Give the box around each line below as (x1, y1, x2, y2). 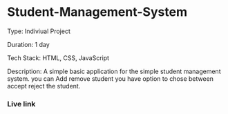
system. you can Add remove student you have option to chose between (7, 74, 214, 83)
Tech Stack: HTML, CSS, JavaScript (7, 53, 109, 62)
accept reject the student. (7, 82, 81, 90)
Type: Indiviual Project (7, 27, 70, 35)
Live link (7, 99, 36, 108)
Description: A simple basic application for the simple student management (7, 67, 221, 75)
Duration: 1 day (7, 40, 50, 48)
